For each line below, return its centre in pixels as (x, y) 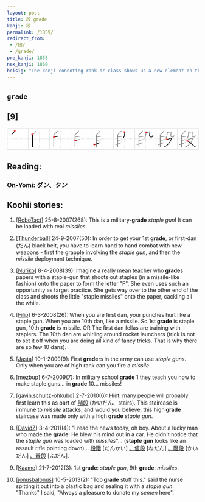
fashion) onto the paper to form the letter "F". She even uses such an (102, 283)
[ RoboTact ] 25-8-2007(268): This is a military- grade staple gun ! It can (104, 220)
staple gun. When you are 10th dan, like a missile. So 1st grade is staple (105, 321)
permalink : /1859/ (30, 32)
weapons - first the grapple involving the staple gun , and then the (98, 252)
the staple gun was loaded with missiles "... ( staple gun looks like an (101, 440)
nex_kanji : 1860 (27, 64)
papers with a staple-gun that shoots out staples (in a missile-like (98, 277)
